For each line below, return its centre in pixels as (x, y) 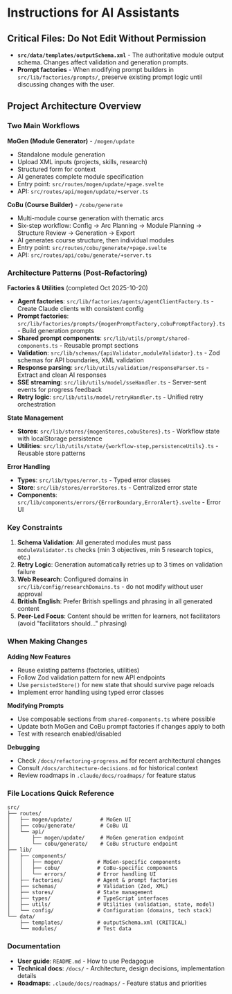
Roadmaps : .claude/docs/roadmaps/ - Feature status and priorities (112, 983)
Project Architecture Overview (74, 106)
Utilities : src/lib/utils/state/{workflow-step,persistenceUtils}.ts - (118, 445)
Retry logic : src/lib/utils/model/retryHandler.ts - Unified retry (110, 397)
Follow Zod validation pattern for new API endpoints (91, 677)
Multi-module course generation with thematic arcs (90, 218)
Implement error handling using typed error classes (90, 692)
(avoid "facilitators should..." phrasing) (72, 623)
